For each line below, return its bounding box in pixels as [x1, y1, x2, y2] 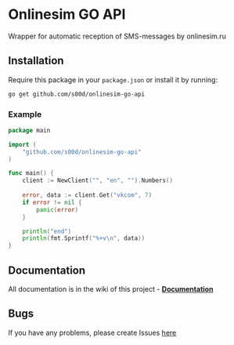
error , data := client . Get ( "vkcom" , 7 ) [22, 191, 153, 199]
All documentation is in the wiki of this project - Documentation [8, 284, 214, 293]
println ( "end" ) [22, 227, 72, 235]
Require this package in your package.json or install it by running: [8, 74, 218, 84]
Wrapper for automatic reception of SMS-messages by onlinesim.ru [8, 31, 227, 41]
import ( [8, 140, 37, 148]
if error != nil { [22, 198, 82, 206]
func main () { [8, 169, 55, 177]
